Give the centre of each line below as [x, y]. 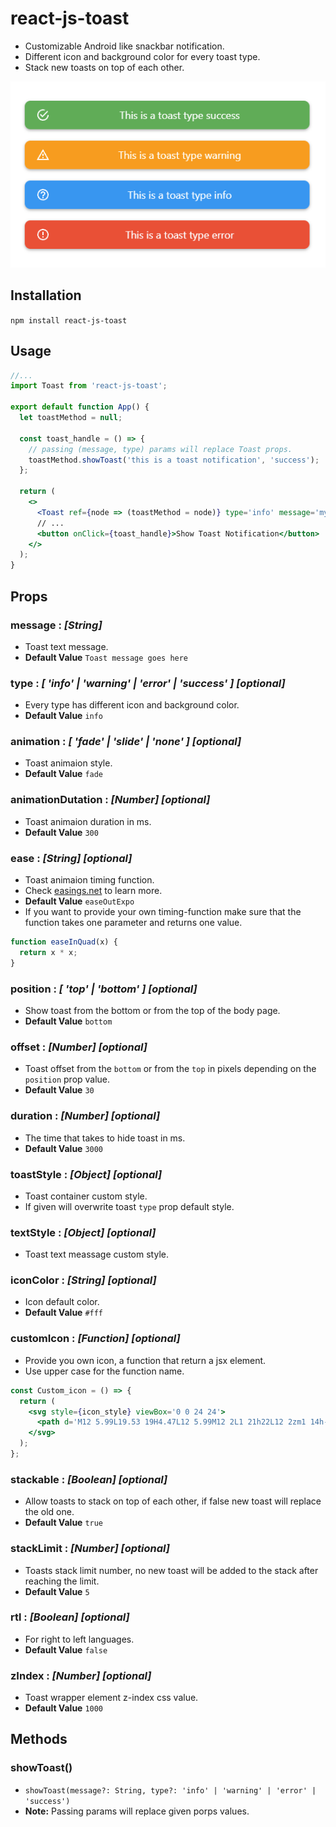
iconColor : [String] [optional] [83, 1280]
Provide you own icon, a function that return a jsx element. [145, 1360]
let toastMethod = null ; [71, 418]
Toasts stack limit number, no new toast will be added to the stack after [171, 1570]
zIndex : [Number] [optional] [81, 1675]
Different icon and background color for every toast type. [142, 56]
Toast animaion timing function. [89, 880]
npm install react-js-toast [69, 320]
